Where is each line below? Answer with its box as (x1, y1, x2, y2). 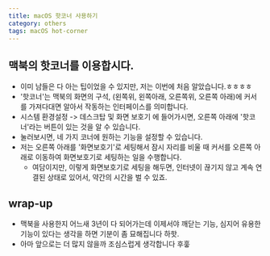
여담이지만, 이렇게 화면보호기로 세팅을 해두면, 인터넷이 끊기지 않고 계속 (31, 162, 254, 172)
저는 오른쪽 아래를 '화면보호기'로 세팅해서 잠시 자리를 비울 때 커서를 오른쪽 (19, 142, 252, 152)
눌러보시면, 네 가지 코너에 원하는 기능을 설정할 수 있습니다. (19, 132, 203, 142)
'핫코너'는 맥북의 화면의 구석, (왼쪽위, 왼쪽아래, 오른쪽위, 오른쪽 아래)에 (19, 92, 243, 102)
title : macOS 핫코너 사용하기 (8, 11, 98, 20)
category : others (8, 19, 67, 27)
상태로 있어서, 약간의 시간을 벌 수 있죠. (47, 173, 168, 183)
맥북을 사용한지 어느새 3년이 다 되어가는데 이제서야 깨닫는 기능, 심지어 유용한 (19, 219, 261, 229)
